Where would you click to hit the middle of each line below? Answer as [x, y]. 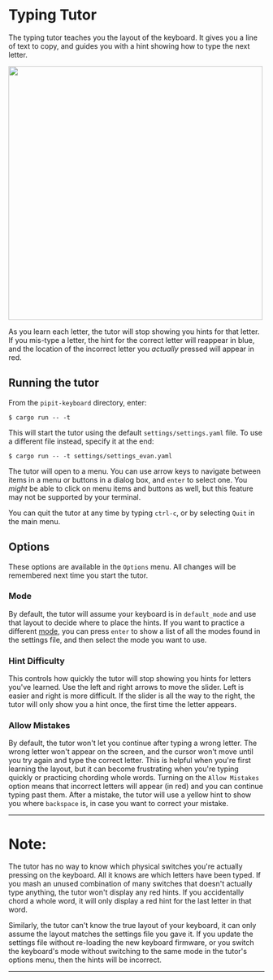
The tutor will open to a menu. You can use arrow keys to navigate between [135, 471]
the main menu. [35, 521]
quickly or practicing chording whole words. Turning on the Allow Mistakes [134, 778]
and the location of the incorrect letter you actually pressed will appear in [131, 349]
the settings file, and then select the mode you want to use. [108, 640]
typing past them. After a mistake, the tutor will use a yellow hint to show [130, 795]
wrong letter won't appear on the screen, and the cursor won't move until [131, 752]
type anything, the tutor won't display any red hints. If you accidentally [126, 892]
